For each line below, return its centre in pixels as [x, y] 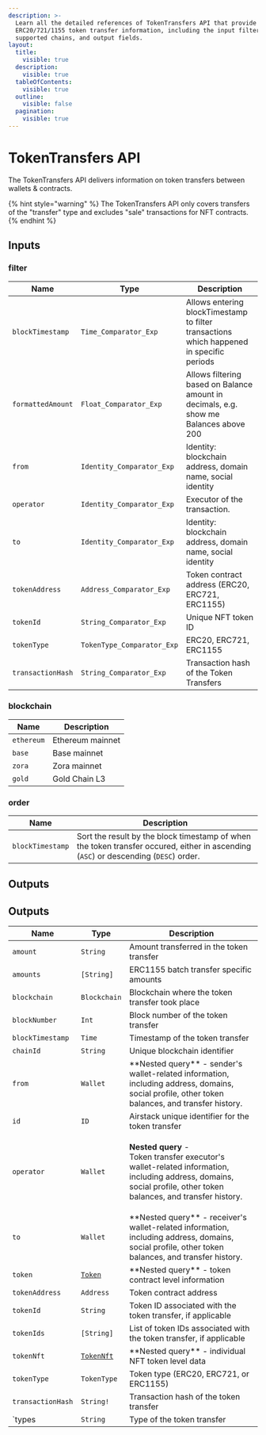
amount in [204, 394]
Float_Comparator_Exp [121, 404]
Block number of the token [179, 1016]
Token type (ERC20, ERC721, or [189, 1374]
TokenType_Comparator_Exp [129, 645]
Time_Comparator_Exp [119, 331]
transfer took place [165, 1002]
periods [200, 362]
